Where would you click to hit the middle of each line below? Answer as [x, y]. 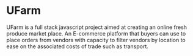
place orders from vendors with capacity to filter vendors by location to [96, 40]
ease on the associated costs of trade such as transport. [77, 46]
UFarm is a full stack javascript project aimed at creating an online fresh [97, 27]
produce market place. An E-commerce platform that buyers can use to [96, 33]
